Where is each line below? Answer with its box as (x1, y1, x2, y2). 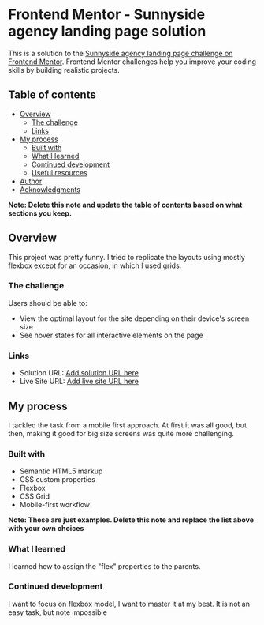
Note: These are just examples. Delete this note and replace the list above (8, 515, 255, 525)
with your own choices (8, 524, 84, 533)
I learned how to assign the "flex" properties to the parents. (8, 561, 201, 570)
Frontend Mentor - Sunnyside (8, 6, 206, 24)
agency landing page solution (8, 22, 206, 40)
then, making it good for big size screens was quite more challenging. (8, 428, 235, 438)
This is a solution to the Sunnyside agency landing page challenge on (8, 48, 233, 58)
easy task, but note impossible (8, 607, 108, 617)
